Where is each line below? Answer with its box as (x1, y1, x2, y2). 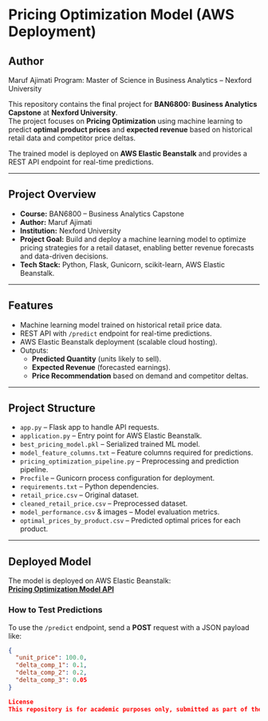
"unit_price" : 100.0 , (15, 654, 88, 662)
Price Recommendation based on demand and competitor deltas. (31, 371, 249, 380)
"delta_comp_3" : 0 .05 (15, 676, 88, 684)
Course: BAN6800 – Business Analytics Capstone (19, 209, 185, 219)
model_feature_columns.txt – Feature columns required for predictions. (19, 448, 254, 458)
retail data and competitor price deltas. (8, 133, 136, 143)
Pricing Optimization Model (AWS (8, 6, 235, 24)
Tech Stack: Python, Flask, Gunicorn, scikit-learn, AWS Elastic (19, 259, 226, 269)
